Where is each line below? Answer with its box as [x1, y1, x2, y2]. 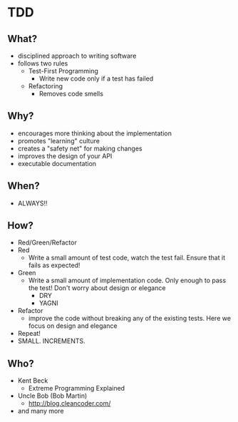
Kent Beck [17, 376, 48, 385]
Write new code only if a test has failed [38, 74, 154, 83]
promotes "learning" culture [17, 136, 100, 145]
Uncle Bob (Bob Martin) [17, 391, 88, 400]
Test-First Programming [28, 67, 98, 75]
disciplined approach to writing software [17, 51, 137, 60]
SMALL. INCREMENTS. [17, 336, 86, 346]
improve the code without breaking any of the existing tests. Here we [28, 314, 232, 323]
